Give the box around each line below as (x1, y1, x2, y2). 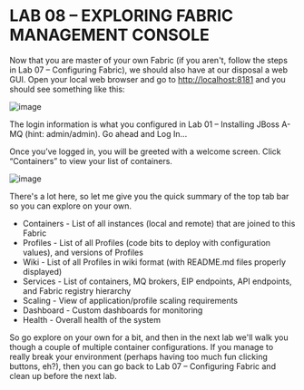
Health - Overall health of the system (22, 314, 162, 325)
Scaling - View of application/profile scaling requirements (22, 295, 239, 306)
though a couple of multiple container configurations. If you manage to (9, 341, 274, 352)
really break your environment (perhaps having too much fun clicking (9, 351, 268, 362)
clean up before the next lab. (9, 370, 117, 381)
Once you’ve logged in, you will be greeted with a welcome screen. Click (9, 146, 281, 157)
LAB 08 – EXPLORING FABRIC (9, 5, 234, 26)
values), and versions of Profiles (22, 247, 143, 258)
